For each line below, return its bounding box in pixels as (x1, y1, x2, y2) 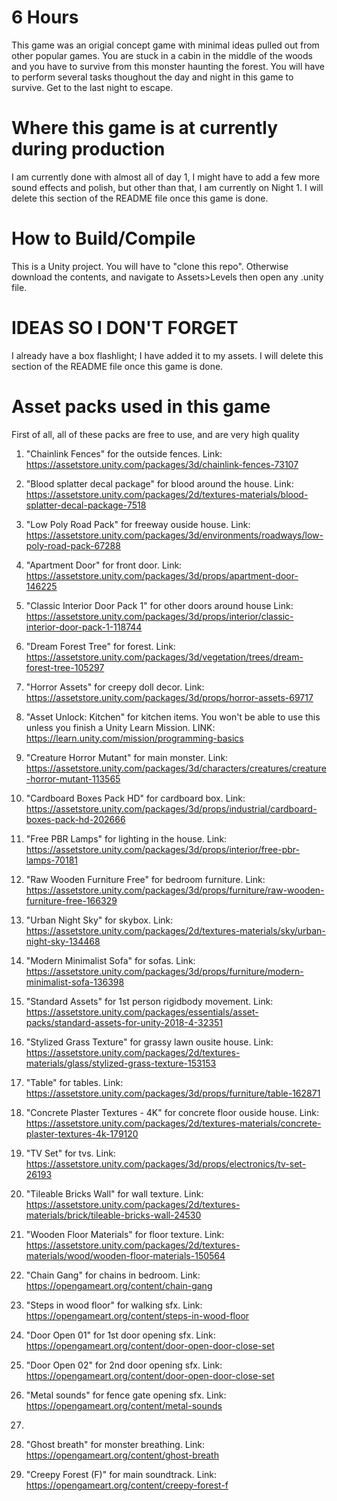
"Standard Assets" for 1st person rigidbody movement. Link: (25, 995, 274, 1007)
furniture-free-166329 (25, 894, 118, 906)
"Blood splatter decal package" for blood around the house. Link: (25, 477, 294, 490)
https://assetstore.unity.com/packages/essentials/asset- (25, 1006, 259, 1018)
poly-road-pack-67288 (25, 539, 121, 551)
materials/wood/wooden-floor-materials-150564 (25, 1249, 226, 1261)
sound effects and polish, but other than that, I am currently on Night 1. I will (11, 181, 324, 193)
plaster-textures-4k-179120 (25, 1127, 139, 1140)
